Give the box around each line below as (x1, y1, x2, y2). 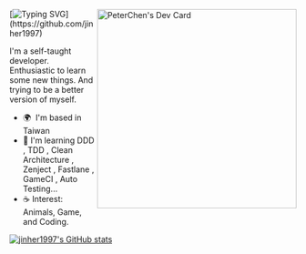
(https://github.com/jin (9, 18, 94, 29)
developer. (9, 56, 50, 66)
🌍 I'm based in (22, 112, 82, 123)
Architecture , (22, 155, 75, 165)
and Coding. (22, 217, 69, 227)
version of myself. (9, 94, 77, 105)
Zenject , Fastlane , (22, 164, 95, 175)
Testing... (22, 183, 58, 194)
